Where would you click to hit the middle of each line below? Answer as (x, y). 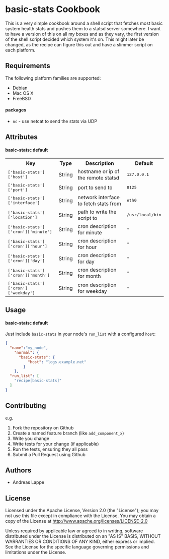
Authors (18, 470)
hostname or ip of (99, 171)
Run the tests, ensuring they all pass (50, 449)
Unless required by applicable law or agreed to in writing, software (74, 531)
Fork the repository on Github (43, 427)
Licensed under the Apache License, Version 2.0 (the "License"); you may (82, 511)
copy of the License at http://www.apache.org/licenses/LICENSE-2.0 (76, 521)
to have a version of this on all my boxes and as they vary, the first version (82, 34)
